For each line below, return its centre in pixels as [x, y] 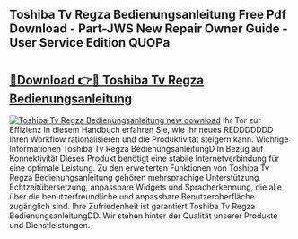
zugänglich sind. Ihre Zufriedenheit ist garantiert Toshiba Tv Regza [132, 206]
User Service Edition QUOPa [90, 43]
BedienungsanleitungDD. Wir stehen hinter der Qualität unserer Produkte [144, 216]
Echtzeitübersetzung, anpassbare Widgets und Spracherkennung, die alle [146, 187]
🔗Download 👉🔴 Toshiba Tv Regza [107, 80]
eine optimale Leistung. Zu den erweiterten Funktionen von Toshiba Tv [140, 168]
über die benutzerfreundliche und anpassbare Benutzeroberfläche [132, 196]
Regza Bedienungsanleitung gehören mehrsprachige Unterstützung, [136, 177]
